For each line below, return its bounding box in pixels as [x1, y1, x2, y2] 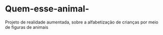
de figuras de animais [5, 24, 49, 30]
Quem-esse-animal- [5, 3, 90, 14]
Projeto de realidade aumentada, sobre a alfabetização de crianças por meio [5, 19, 159, 25]
